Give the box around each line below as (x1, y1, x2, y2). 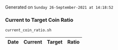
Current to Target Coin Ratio (5, 16, 74, 23)
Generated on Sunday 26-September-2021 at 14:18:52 (5, 4, 114, 10)
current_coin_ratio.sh (5, 28, 52, 33)
